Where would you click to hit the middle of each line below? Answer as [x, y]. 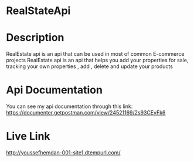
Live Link [28, 136]
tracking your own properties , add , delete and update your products [89, 66]
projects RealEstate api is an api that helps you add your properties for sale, [97, 60]
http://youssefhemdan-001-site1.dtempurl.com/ [63, 153]
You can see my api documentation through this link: [69, 106]
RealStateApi [38, 11]
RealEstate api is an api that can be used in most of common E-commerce [95, 54]
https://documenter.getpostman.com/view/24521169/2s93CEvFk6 [86, 113]
